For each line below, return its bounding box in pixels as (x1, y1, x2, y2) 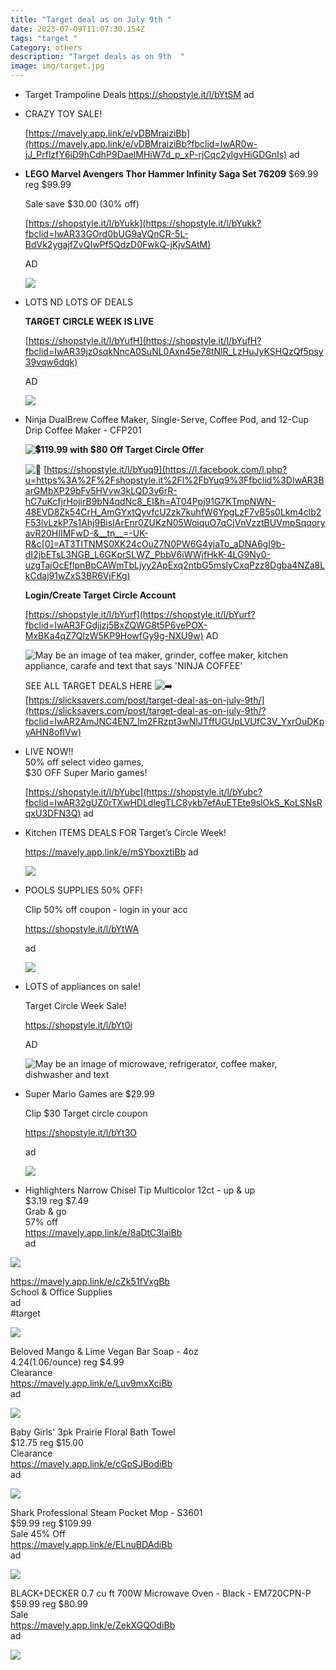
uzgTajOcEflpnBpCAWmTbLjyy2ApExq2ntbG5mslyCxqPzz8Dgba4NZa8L (24, 559, 326, 571)
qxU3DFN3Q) (24, 807, 82, 819)
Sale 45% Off (10, 1528, 66, 1540)
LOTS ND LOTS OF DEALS (24, 296, 133, 308)
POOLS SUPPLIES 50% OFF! (24, 884, 143, 896)
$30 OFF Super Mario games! (24, 767, 148, 778)
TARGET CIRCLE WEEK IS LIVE (24, 316, 154, 327)
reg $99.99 (24, 179, 72, 190)
